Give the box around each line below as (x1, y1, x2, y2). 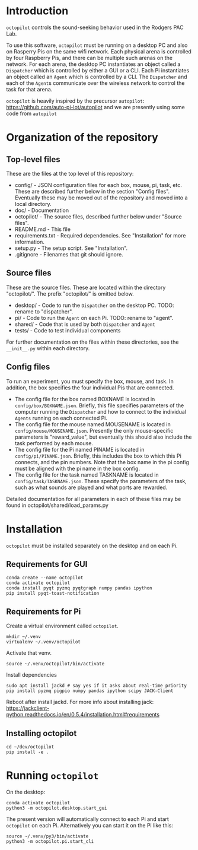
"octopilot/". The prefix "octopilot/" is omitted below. (6, 290, 135, 297)
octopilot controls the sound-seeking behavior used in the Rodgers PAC (6, 24, 184, 31)
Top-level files (6, 154, 60, 164)
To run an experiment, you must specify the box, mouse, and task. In (6, 378, 174, 385)
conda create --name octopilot (6, 575, 84, 581)
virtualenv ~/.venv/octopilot (6, 639, 81, 645)
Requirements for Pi (6, 607, 81, 617)
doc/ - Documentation (14, 207, 69, 214)
